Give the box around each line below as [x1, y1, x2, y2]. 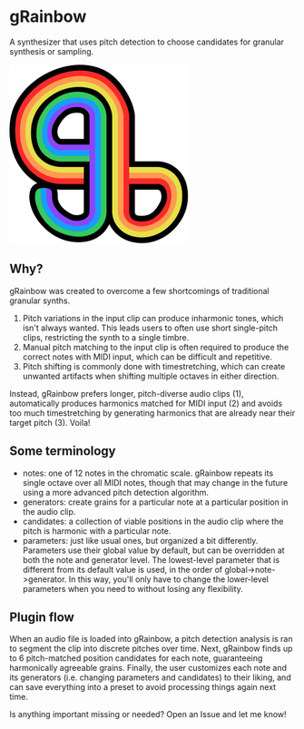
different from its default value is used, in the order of [22, 564, 223, 575]
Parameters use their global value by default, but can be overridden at [22, 545, 285, 556]
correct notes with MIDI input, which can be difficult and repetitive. [22, 351, 272, 362]
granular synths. [9, 295, 71, 306]
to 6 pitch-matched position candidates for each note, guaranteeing [9, 653, 263, 664]
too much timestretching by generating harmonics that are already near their [9, 407, 296, 419]
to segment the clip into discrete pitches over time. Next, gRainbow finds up [9, 643, 293, 655]
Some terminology [9, 443, 116, 459]
